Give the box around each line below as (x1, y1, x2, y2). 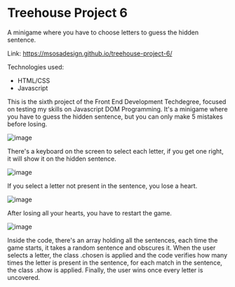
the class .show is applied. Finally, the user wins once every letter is (7, 265, 203, 274)
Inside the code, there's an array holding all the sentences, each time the (7, 236, 218, 244)
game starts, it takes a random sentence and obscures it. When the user (7, 243, 216, 252)
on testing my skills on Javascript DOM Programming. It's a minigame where (7, 105, 228, 113)
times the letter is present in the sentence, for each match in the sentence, (7, 258, 222, 267)
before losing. (7, 119, 48, 128)
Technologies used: (7, 62, 65, 71)
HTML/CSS (17, 76, 51, 85)
